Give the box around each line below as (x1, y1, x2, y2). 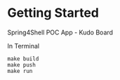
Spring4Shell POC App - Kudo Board (7, 28, 114, 36)
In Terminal (7, 41, 40, 50)
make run (7, 67, 33, 74)
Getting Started (7, 5, 100, 21)
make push (7, 61, 36, 68)
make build (7, 55, 39, 62)
